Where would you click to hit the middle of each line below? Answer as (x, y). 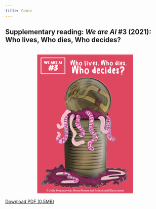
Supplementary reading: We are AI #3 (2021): (78, 32)
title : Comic (19, 11)
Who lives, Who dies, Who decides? (63, 40)
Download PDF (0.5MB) (30, 201)
